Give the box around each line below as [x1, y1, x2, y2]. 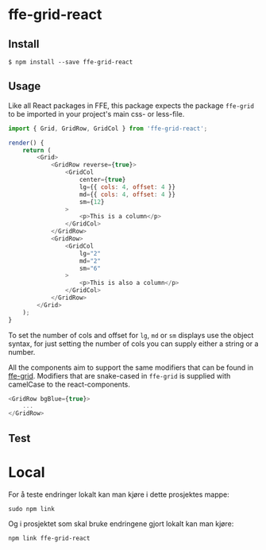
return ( [22, 146, 52, 154]
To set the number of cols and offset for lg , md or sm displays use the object [8, 330, 254, 340]
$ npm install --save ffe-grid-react [8, 58, 133, 66]
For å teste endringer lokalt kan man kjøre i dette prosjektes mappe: [8, 490, 230, 499]
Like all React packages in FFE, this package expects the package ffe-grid [8, 101, 254, 110]
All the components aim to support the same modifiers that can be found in [8, 363, 254, 372]
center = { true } [79, 176, 126, 184]
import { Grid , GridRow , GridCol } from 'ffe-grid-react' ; [8, 125, 208, 133]
